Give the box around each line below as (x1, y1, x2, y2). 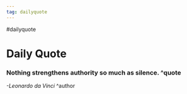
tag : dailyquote (6, 8, 47, 15)
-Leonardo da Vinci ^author (6, 82, 75, 90)
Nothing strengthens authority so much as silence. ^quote (6, 68, 182, 76)
